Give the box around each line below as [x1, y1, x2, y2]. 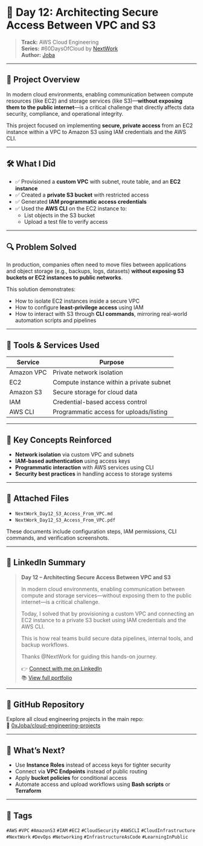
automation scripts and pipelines [14, 317, 97, 324]
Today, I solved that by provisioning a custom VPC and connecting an [21, 609, 195, 617]
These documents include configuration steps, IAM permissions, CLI [6, 528, 177, 535]
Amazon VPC [9, 368, 47, 377]
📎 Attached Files [6, 494, 69, 504]
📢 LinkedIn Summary [6, 557, 86, 568]
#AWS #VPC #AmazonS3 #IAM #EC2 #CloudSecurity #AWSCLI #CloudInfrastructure [6, 828, 196, 834]
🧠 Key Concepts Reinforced [6, 435, 112, 445]
